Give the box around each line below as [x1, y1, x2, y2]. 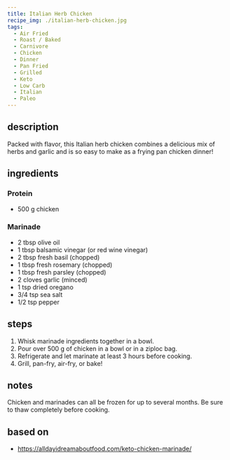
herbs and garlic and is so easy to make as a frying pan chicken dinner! [7, 147, 214, 155]
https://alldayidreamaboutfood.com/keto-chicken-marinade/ [17, 445, 192, 453]
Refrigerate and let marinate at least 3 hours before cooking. [17, 352, 193, 360]
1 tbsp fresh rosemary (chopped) [17, 261, 113, 269]
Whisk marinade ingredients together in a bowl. [17, 336, 154, 345]
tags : [7, 23, 23, 30]
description [7, 121, 59, 133]
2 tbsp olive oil [17, 238, 60, 247]
